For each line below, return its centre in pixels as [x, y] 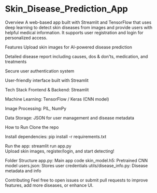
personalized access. [26, 38]
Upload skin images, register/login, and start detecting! [60, 151]
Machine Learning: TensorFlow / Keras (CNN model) [57, 99]
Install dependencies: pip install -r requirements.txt [56, 136]
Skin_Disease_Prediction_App [66, 9]
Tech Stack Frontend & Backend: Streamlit [47, 89]
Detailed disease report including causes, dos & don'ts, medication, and [77, 56]
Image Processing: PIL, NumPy [36, 108]
